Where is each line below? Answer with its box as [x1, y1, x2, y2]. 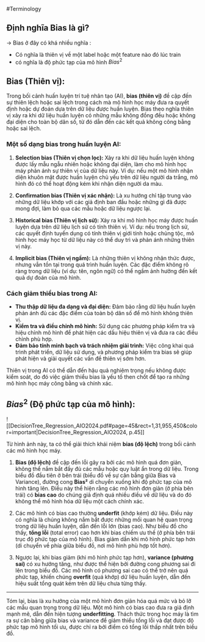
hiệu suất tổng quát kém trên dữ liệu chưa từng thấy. [15, 580, 147, 587]
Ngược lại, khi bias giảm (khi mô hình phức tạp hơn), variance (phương [15, 553, 194, 561]
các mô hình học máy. [6, 447, 62, 454]
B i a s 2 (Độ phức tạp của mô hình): [6, 397, 135, 410]
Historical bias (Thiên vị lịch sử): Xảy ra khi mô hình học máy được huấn [15, 216, 198, 224]
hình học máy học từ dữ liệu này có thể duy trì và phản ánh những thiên [15, 236, 195, 243]
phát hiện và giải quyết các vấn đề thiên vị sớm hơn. [15, 354, 146, 362]
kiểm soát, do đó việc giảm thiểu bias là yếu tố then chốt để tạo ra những [6, 373, 190, 381]
